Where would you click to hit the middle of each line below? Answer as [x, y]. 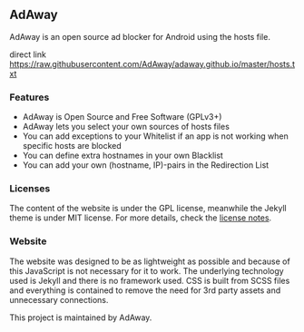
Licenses [30, 189]
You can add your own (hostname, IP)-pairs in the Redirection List [146, 165]
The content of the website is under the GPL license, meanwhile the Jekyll [148, 209]
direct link [28, 54]
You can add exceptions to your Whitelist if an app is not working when [155, 136]
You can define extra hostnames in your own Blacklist [123, 156]
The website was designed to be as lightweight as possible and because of [150, 261]
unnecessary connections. [59, 299]
